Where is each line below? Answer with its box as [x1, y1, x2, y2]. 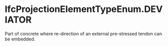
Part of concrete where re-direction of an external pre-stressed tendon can [5, 30, 162, 36]
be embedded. [5, 36, 36, 42]
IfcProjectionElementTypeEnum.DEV [5, 3, 163, 15]
